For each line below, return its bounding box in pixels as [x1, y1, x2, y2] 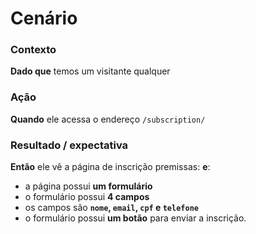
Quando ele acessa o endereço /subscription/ [10, 113, 206, 125]
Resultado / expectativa [10, 138, 129, 152]
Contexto [10, 43, 57, 57]
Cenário [10, 7, 78, 30]
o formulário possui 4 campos [24, 191, 150, 203]
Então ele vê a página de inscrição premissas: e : [10, 161, 211, 173]
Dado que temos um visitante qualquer [10, 65, 171, 77]
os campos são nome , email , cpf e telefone [24, 202, 199, 214]
